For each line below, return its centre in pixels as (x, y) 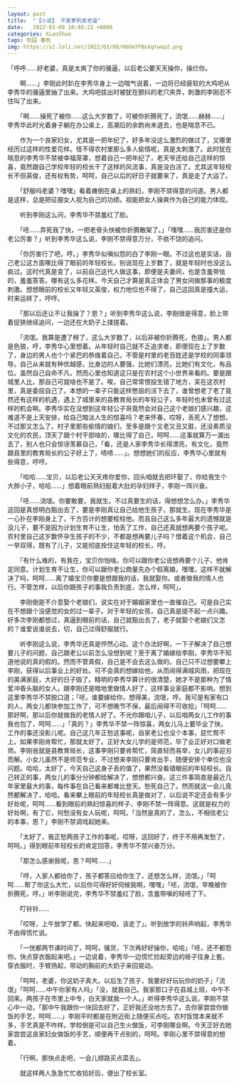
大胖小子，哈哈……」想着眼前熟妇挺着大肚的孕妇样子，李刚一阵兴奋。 (110, 485)
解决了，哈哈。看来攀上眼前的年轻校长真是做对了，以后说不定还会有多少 (126, 795)
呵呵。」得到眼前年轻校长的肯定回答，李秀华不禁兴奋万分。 (93, 846)
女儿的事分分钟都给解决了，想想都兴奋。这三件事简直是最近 (138, 777)
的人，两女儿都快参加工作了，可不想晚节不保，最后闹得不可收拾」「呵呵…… (117, 706)
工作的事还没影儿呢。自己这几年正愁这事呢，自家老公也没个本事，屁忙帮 (113, 732)
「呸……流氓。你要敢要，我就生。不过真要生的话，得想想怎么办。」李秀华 (125, 501)
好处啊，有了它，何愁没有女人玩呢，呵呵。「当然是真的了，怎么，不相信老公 (118, 812)
